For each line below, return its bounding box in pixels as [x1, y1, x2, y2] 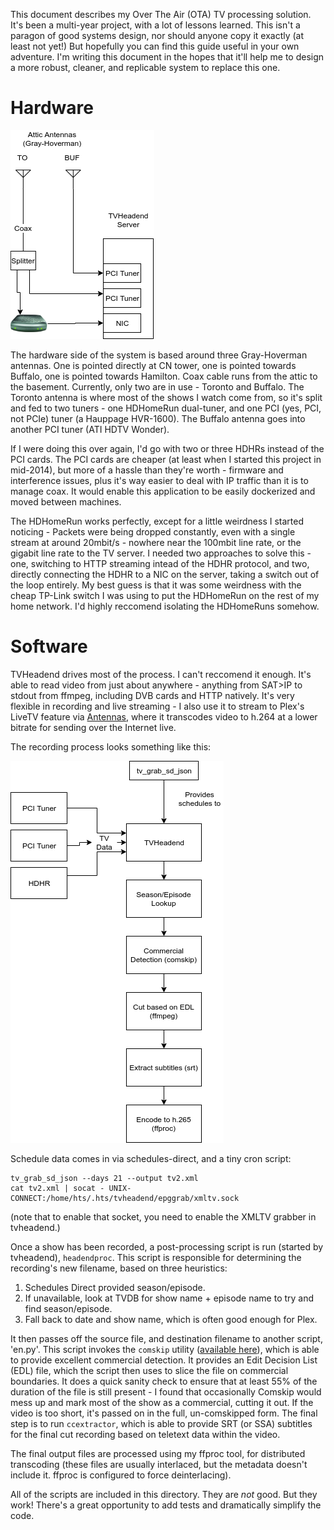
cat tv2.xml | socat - [10, 1183, 105, 1193]
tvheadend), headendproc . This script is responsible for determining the [10, 1251, 302, 1263]
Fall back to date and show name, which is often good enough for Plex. [24, 1313, 318, 1325]
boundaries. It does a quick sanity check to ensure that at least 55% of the [10, 1375, 318, 1387]
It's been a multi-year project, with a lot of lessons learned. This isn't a [10, 19, 301, 31]
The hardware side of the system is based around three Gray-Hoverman [10, 349, 308, 361]
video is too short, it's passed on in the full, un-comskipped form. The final [10, 1407, 318, 1419]
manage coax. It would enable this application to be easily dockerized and [10, 485, 316, 497]
